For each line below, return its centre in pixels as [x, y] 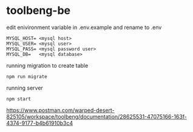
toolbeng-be [39, 11]
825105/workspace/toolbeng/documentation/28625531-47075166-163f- [96, 116]
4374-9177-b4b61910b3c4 [40, 123]
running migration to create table [47, 65]
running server [25, 88]
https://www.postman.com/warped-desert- [61, 110]
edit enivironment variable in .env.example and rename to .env [84, 27]
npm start [19, 99]
